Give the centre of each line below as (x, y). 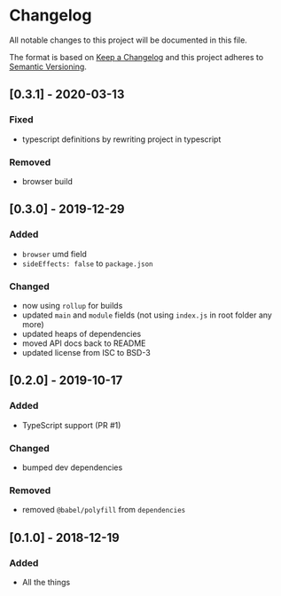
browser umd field (54, 254)
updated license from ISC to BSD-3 (86, 352)
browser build (47, 181)
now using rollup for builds (72, 305)
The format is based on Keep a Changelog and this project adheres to (137, 57)
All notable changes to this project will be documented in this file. (129, 40)
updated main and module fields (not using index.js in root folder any (147, 315)
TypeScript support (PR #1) (71, 425)
